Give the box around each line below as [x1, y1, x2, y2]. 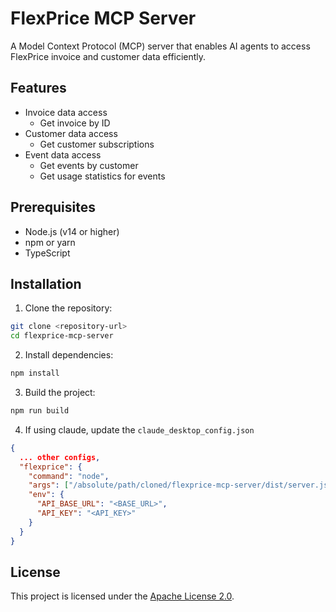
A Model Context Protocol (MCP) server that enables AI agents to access [10, 40, 311, 52]
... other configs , [19, 452, 101, 462]
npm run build [10, 406, 70, 416]
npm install [10, 368, 60, 379]
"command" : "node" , [28, 471, 110, 481]
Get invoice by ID [39, 117, 111, 129]
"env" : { [28, 490, 65, 500]
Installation [10, 275, 82, 292]
